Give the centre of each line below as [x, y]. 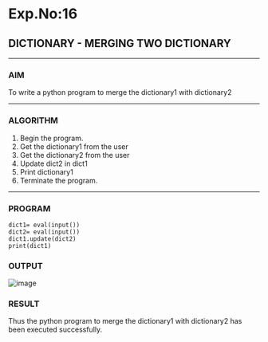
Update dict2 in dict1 [53, 163]
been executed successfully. [55, 330]
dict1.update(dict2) [43, 239]
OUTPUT [26, 265]
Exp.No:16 [43, 14]
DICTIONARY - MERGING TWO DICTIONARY [120, 43]
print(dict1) [30, 246]
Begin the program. [51, 138]
